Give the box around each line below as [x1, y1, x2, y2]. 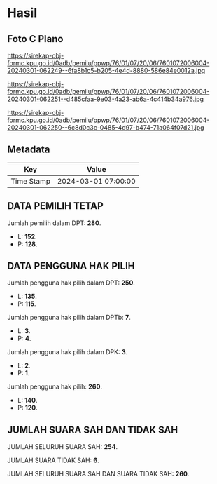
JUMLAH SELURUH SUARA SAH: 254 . [7, 443, 118, 451]
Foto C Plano [7, 33, 64, 45]
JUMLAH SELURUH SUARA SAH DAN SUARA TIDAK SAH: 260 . [7, 470, 190, 478]
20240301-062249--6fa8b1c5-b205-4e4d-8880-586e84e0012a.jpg [7, 67, 206, 74]
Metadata [7, 144, 50, 156]
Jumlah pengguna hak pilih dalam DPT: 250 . [7, 278, 135, 287]
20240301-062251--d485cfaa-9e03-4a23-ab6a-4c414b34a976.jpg [7, 95, 204, 103]
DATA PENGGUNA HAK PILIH [7, 260, 135, 272]
